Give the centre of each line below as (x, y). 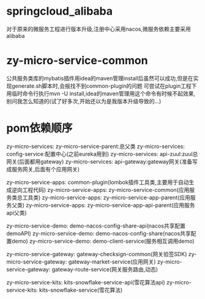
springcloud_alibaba (60, 11)
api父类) (17, 213)
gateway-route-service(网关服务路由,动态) (105, 269)
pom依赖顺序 (39, 128)
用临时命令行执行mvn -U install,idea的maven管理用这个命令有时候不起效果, (101, 94)
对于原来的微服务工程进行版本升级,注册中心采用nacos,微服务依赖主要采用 (99, 29)
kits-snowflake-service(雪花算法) (81, 290)
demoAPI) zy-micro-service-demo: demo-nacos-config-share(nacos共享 (99, 233)
